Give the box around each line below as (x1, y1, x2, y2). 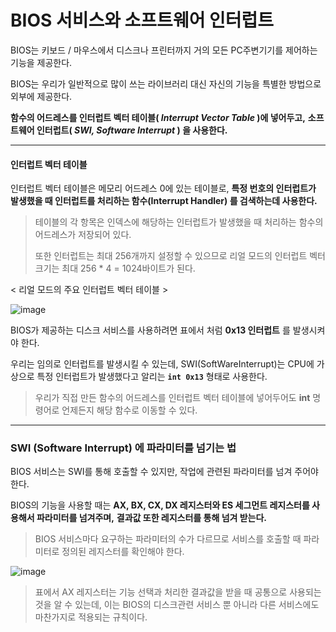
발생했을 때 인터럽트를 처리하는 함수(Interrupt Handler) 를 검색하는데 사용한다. (10, 195, 318, 207)
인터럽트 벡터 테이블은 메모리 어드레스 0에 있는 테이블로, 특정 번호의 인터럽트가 (10, 182, 317, 195)
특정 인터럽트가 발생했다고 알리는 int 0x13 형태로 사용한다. (36, 371, 268, 383)
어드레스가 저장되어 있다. (34, 229, 132, 241)
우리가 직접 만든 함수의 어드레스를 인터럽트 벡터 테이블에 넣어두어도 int (34, 392, 311, 404)
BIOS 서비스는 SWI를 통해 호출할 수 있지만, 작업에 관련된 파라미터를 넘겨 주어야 (10, 466, 319, 478)
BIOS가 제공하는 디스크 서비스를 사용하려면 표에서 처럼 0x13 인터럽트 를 (10, 324, 291, 336)
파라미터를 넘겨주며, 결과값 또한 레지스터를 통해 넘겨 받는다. (36, 512, 268, 524)
